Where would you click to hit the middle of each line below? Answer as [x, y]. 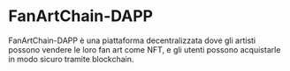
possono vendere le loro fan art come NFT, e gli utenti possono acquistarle [145, 49]
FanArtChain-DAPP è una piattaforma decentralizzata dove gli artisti [132, 40]
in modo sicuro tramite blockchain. [71, 59]
